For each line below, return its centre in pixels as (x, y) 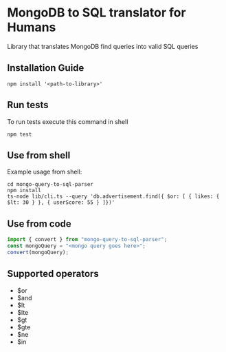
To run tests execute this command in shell (68, 121)
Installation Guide (46, 68)
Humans (32, 27)
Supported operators (53, 274)
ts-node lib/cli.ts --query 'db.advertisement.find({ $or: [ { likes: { (113, 197)
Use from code (39, 224)
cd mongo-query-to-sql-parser (50, 185)
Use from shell (39, 155)
